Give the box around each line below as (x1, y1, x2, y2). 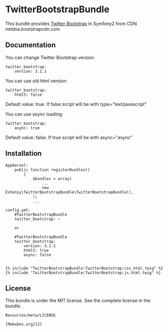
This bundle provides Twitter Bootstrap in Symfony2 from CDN (5, 20, 137, 27)
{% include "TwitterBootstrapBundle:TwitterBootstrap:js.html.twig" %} (5, 270, 161, 275)
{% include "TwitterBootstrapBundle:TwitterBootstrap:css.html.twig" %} (5, 265, 163, 271)
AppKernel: (5, 163, 29, 168)
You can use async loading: (5, 111, 63, 117)
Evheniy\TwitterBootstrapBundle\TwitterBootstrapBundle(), (5, 189, 134, 195)
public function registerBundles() (14, 167, 90, 172)
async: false (23, 252, 52, 257)
